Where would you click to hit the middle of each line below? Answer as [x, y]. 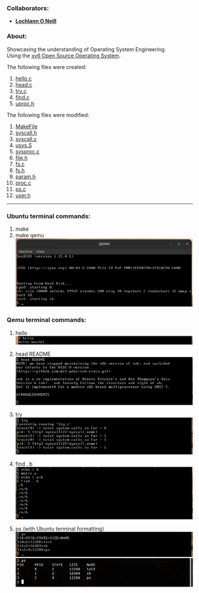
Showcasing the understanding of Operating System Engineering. [87, 49]
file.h [22, 158]
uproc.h [25, 103]
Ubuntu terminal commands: [49, 216]
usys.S [23, 145]
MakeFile [26, 126]
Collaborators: [28, 8]
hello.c [23, 78]
